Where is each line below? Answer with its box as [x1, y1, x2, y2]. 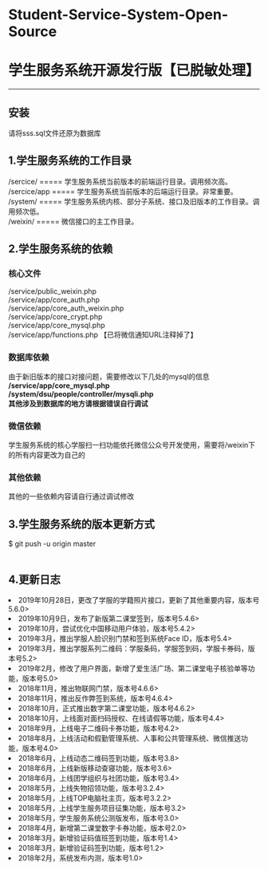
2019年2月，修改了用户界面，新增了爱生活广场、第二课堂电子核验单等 [18, 663, 249, 673]
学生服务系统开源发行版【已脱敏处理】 [8, 61, 261, 80]
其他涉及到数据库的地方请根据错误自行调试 [8, 398, 148, 408]
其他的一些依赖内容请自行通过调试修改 [8, 492, 134, 501]
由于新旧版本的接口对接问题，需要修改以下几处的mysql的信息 [8, 371, 210, 381]
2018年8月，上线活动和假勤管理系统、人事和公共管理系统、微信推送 [18, 733, 242, 743]
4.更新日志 [8, 572, 61, 586]
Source [8, 22, 57, 41]
